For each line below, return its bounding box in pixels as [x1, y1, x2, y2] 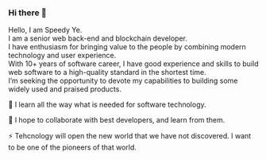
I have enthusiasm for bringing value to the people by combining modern [8, 42, 246, 52]
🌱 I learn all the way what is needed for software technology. [8, 100, 206, 110]
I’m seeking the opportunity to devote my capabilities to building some [8, 76, 238, 86]
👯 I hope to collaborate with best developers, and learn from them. [8, 115, 226, 125]
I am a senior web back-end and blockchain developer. [8, 33, 188, 43]
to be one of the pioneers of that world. [8, 142, 137, 152]
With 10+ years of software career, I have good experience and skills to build [8, 59, 259, 68]
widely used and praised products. [8, 84, 121, 94]
